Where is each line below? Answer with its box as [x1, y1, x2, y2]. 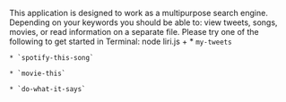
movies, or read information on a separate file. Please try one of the [9, 27, 259, 37]
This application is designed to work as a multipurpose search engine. [9, 8, 269, 18]
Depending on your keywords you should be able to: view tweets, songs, [9, 17, 278, 28]
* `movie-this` [9, 69, 66, 78]
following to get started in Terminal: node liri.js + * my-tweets [9, 36, 232, 47]
